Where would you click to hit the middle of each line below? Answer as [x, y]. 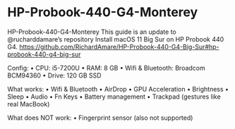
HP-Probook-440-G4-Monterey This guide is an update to [92, 32]
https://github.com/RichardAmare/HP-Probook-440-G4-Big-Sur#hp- [120, 47]
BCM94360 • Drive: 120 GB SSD [54, 75]
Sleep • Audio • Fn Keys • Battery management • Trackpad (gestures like [114, 97]
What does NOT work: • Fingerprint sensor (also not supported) [100, 118]
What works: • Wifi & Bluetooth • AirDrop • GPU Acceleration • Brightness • [118, 89]
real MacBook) [29, 104]
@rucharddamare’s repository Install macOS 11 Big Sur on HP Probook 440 [116, 39]
